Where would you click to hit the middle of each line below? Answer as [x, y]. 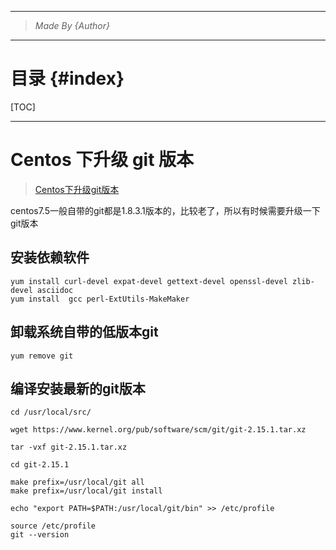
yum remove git [42, 356]
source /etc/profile [53, 526]
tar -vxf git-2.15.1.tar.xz [69, 447]
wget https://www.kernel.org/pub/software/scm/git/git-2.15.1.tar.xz [158, 430]
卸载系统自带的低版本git [84, 332]
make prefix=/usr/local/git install [86, 491]
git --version [40, 535]
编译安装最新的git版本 [78, 388]
